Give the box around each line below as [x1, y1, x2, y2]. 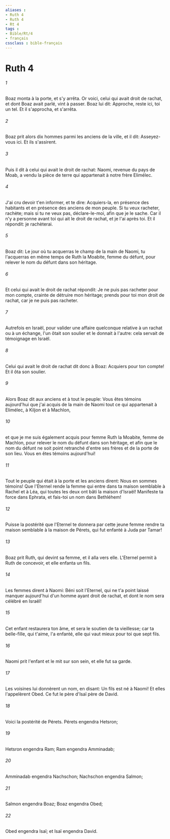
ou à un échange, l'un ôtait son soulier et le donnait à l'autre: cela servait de [5, 330, 164, 337]
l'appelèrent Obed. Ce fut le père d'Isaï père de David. [5, 691, 119, 697]
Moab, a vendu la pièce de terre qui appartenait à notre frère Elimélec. [5, 172, 153, 178]
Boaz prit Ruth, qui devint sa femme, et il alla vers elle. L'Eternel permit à [5, 554, 157, 561]
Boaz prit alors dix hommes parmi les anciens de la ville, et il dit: [5, 133, 140, 140]
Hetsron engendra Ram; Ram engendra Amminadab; [5, 746, 115, 752]
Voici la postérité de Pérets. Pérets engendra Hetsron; [5, 718, 118, 724]
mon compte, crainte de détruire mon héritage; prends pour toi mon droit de [5, 292, 164, 298]
